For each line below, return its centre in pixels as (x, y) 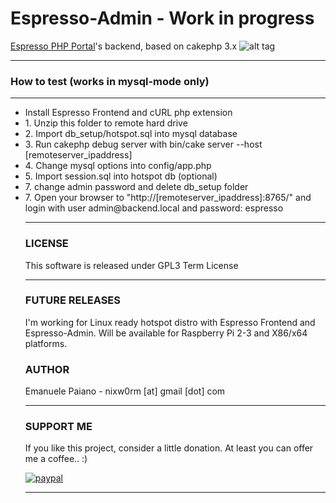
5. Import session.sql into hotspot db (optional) (121, 176)
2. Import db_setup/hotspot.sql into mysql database (131, 134)
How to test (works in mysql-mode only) (110, 81)
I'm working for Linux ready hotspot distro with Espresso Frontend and (170, 322)
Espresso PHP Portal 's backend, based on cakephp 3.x (124, 46)
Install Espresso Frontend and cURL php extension (128, 113)
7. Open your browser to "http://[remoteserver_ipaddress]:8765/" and (168, 198)
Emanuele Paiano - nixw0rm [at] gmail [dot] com (125, 391)
